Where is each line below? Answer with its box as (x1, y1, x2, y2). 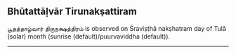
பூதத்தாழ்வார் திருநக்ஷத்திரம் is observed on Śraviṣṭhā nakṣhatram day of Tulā (7, 24, 227, 32)
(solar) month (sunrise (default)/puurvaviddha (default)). (7, 32, 171, 41)
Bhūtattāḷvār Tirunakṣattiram (7, 6, 137, 18)
